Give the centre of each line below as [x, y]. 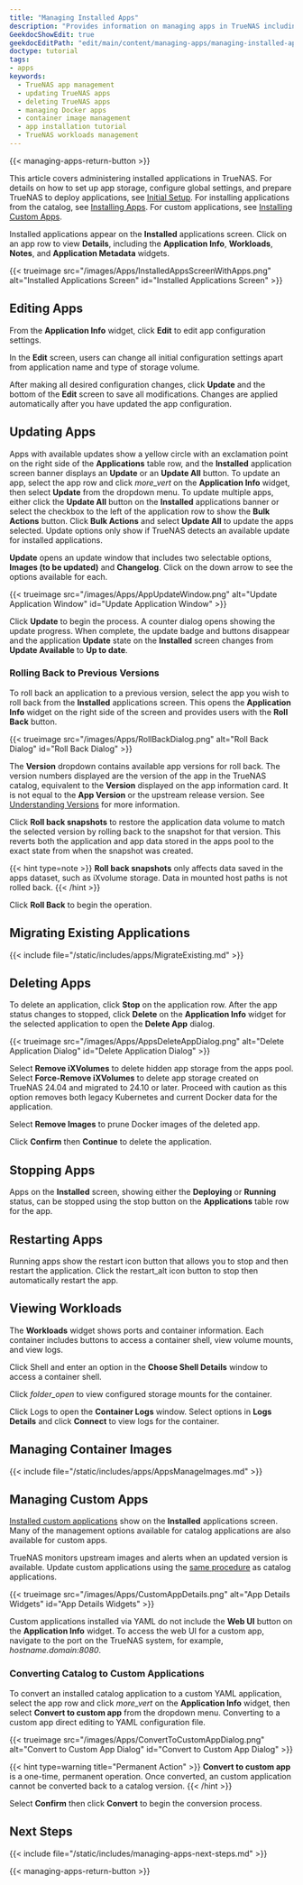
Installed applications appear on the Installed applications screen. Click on [148, 234]
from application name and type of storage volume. [105, 367]
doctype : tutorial [44, 51]
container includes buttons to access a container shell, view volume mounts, [151, 1339]
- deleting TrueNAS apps [64, 101]
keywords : [28, 77]
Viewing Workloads [66, 1309]
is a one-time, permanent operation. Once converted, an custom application [150, 1776]
